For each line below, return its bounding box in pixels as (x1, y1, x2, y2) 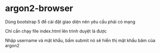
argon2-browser (5, 3, 73, 14)
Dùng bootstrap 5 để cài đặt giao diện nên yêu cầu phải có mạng (5, 19, 136, 25)
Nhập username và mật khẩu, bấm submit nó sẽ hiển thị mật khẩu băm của (5, 37, 156, 43)
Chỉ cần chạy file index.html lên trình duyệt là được (5, 28, 107, 34)
